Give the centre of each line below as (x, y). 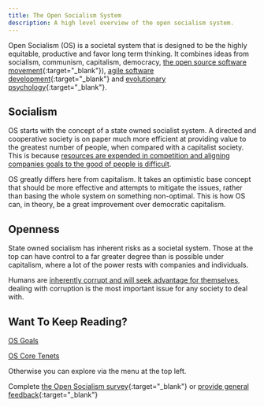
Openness (34, 229)
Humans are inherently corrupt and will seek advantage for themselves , (124, 280)
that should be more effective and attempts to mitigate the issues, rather (125, 188)
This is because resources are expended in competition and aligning (119, 156)
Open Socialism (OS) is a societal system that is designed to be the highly (128, 45)
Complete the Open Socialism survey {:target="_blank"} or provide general (129, 386)
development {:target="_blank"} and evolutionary (87, 79)
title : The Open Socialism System (65, 15)
